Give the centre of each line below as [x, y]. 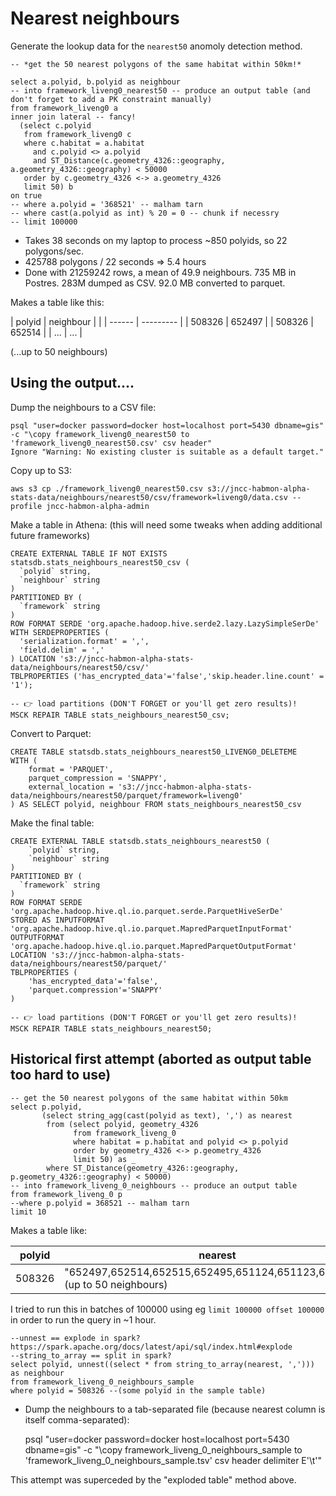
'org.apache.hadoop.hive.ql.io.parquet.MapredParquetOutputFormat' [154, 946]
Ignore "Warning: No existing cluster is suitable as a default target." [167, 452]
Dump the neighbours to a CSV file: [83, 407]
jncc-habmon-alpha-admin [98, 506]
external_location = [71, 787]
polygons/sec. [54, 251]
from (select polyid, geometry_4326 [122, 1124]
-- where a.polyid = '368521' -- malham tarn [106, 204]
